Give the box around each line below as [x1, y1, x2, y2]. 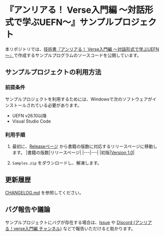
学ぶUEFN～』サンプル [22, 17, 114, 28]
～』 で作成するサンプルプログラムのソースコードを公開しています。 [5, 52, 141, 58]
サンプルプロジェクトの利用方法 [5, 68, 102, 77]
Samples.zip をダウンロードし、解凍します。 [12, 160, 102, 166]
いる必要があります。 [39, 102, 82, 108]
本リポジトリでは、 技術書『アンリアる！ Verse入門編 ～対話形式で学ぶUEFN [5, 46, 159, 52]
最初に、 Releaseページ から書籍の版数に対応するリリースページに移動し [12, 143, 158, 149]
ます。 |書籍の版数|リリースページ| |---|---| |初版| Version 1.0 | [12, 149, 135, 155]
